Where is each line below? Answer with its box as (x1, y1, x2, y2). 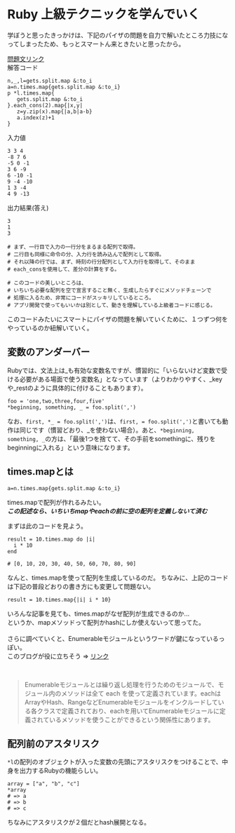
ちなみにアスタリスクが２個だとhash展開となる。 (7, 818, 151, 827)
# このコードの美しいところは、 (7, 279, 87, 286)
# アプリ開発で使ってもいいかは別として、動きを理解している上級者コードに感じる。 (7, 302, 216, 309)
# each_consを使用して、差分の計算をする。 (7, 266, 121, 273)
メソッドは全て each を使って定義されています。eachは (60, 689, 222, 698)
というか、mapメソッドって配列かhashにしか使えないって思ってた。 (7, 618, 206, 626)
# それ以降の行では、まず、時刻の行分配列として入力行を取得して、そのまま (7, 258, 196, 265)
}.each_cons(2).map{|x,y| (7, 102, 83, 109)
